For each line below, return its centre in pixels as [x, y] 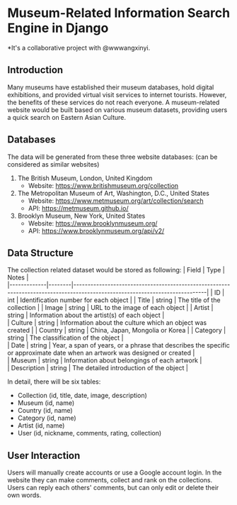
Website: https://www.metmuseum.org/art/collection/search [116, 201]
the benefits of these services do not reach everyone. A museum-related [114, 102]
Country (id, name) [45, 411]
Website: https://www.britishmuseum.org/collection [103, 185]
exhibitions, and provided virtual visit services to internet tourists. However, [117, 94]
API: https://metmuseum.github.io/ [78, 208]
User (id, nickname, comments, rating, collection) [89, 433]
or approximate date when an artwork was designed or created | [101, 353]
